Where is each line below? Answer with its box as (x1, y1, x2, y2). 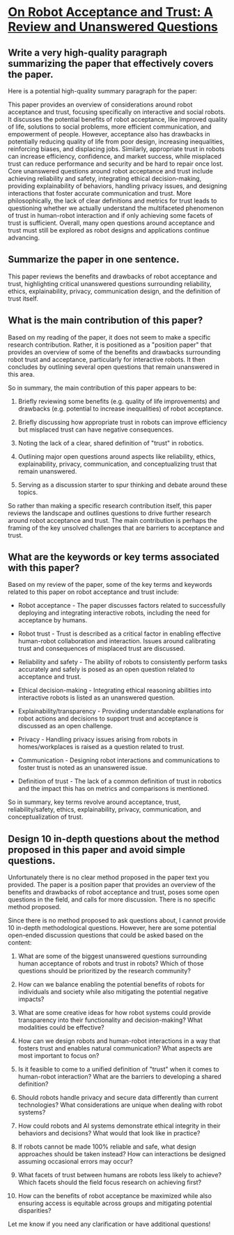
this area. (8, 370, 35, 378)
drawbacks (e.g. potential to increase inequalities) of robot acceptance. (17, 404, 224, 413)
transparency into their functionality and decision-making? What (17, 1016, 203, 1024)
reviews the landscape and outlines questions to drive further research (8, 509, 211, 517)
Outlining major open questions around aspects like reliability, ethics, (17, 452, 216, 460)
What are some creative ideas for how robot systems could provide (17, 1009, 211, 1017)
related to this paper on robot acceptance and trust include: (8, 588, 180, 596)
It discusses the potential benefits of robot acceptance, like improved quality (8, 116, 228, 123)
